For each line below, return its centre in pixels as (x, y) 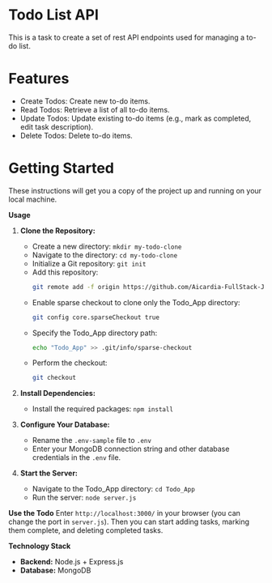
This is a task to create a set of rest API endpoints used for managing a (127, 37)
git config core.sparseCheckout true (96, 317)
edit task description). (57, 126)
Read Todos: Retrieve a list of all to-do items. (95, 109)
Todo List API (54, 15)
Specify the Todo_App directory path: (95, 333)
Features (39, 79)
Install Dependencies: (57, 394)
